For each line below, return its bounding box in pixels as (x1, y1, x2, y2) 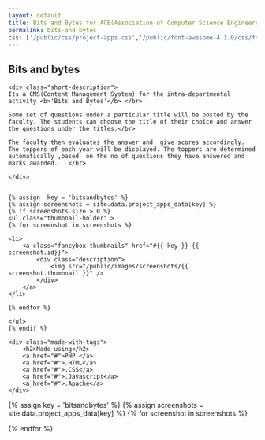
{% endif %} (8, 324, 47, 333)
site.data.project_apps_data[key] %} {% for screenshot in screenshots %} (8, 409, 248, 418)
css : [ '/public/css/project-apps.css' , (8, 33, 140, 42)
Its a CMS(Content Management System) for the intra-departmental (8, 91, 231, 98)
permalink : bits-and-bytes (8, 26, 97, 34)
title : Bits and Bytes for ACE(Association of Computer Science (8, 19, 224, 27)
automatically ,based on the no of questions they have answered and (8, 153, 245, 161)
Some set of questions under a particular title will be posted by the (8, 111, 248, 119)
